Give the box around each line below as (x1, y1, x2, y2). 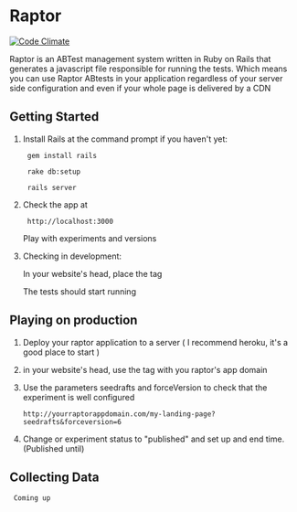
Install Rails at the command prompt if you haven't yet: (22, 133, 228, 144)
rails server (27, 183, 77, 192)
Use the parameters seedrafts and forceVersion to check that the (22, 381, 268, 393)
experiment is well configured (22, 391, 135, 402)
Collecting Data (9, 469, 100, 485)
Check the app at (22, 198, 89, 210)
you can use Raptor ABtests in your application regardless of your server (9, 72, 283, 83)
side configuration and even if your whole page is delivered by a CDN (9, 82, 271, 93)
